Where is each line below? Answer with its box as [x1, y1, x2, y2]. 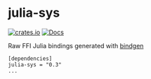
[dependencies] [8, 55, 53, 62]
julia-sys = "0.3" [8, 61, 62, 68]
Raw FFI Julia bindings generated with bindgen [8, 41, 144, 50]
